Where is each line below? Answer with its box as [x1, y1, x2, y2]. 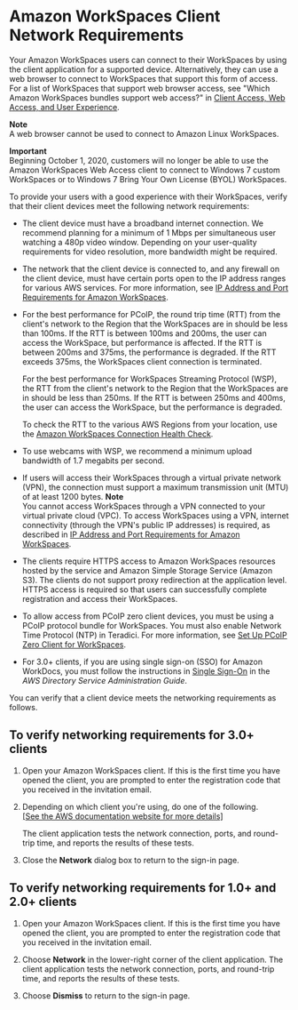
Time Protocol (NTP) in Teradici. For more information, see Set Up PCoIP [21, 629, 288, 640]
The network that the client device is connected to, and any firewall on [21, 263, 280, 274]
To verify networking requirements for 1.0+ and [9, 880, 277, 895]
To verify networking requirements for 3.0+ [9, 727, 255, 743]
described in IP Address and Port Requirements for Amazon [21, 529, 241, 540]
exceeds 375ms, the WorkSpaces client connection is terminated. [21, 356, 263, 366]
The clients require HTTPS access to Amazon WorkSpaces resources [21, 556, 277, 566]
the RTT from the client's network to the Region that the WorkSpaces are [21, 382, 289, 393]
